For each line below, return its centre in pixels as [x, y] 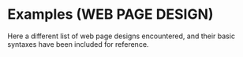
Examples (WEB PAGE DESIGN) [110, 14]
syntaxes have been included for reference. [78, 44]
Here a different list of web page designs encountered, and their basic [121, 36]
